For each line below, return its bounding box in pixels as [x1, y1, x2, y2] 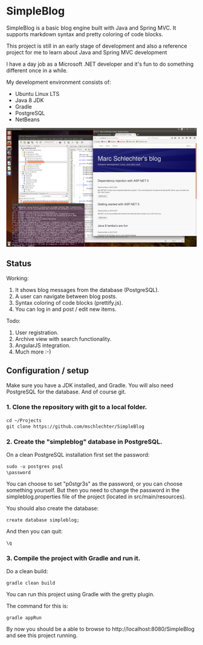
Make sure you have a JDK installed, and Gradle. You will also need [6, 381, 173, 389]
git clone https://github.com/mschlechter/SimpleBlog [6, 424, 145, 430]
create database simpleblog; [6, 517, 80, 523]
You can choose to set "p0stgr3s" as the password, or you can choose [6, 480, 183, 488]
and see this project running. [6, 632, 78, 639]
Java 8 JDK [14, 97, 44, 104]
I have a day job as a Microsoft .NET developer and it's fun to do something [6, 60, 194, 68]
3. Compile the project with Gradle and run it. [6, 554, 141, 562]
